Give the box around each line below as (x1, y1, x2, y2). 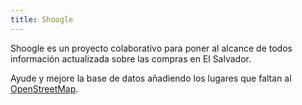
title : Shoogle (10, 14, 74, 25)
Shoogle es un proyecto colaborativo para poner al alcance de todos (10, 42, 293, 54)
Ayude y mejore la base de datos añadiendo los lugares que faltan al (10, 72, 292, 84)
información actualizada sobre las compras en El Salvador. (10, 52, 252, 65)
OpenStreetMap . (10, 82, 79, 95)
